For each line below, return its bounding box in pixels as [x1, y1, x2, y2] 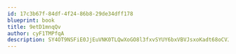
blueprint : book [7, 17, 55, 24]
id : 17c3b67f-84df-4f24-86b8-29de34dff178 [7, 10, 133, 18]
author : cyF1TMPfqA [7, 29, 65, 37]
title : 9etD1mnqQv [7, 23, 61, 30]
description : [7, 36, 46, 43]
